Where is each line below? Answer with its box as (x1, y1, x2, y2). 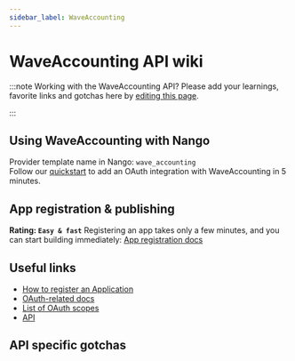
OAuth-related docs (21, 293, 95, 303)
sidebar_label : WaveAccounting (9, 12, 125, 22)
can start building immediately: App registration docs (9, 235, 203, 245)
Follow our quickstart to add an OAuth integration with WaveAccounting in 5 (9, 166, 287, 177)
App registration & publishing (9, 201, 175, 216)
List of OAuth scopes (21, 303, 100, 313)
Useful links (9, 260, 77, 276)
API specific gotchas (9, 338, 127, 353)
